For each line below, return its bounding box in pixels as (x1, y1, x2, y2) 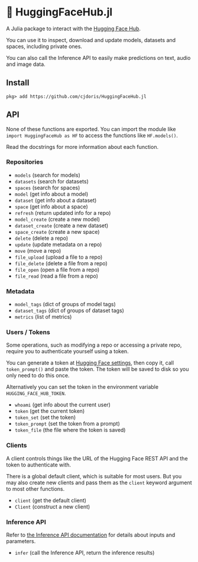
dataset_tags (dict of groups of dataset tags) (14, 307, 124, 314)
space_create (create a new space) (14, 228, 100, 235)
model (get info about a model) (14, 190, 89, 198)
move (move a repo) (14, 247, 61, 254)
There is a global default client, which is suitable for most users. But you (6, 472, 182, 480)
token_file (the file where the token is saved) (14, 427, 126, 434)
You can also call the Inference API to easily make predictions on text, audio (6, 54, 191, 61)
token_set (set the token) (14, 414, 76, 421)
